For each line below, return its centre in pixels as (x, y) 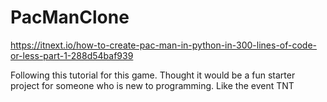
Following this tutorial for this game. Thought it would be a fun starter (153, 75)
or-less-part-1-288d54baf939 (72, 55)
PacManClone (70, 17)
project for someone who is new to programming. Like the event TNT (152, 85)
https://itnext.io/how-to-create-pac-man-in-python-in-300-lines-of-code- (164, 45)
